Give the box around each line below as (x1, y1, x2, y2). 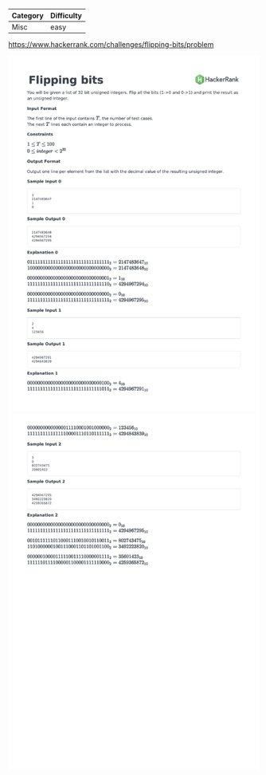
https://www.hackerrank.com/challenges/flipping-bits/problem (8, 40, 214, 49)
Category (11, 10, 44, 20)
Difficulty (50, 10, 82, 20)
